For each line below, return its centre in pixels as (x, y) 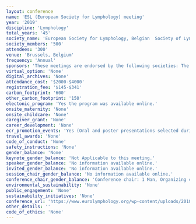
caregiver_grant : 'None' (36, 120)
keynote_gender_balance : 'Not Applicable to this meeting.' (81, 158)
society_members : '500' (35, 44)
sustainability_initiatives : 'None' (50, 196)
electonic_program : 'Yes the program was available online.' (82, 104)
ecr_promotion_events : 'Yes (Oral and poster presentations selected (92, 131)
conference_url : (26, 201)
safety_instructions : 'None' (41, 147)
